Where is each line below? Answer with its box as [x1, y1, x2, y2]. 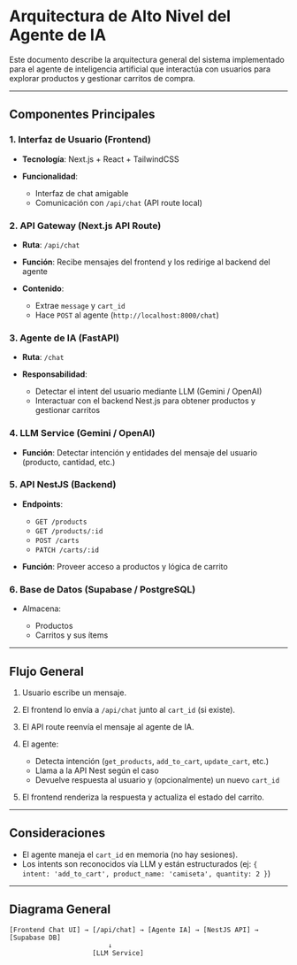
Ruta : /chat [21, 352, 65, 363]
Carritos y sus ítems [34, 630, 109, 640]
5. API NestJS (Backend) [9, 479, 117, 491]
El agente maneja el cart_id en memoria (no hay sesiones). [21, 849, 239, 860]
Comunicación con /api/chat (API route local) [34, 197, 203, 208]
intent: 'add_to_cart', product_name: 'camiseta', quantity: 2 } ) [21, 868, 271, 878]
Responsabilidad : [21, 369, 88, 379]
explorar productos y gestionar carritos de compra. [9, 73, 196, 83]
